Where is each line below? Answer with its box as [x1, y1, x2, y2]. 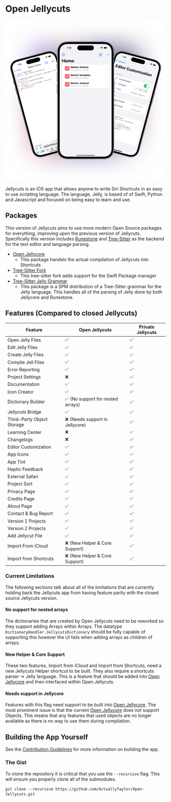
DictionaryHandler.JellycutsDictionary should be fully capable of [5, 629, 146, 635]
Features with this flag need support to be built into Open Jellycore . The [5, 702, 156, 708]
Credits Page [7, 495, 35, 502]
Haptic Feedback [7, 466, 43, 472]
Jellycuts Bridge [7, 409, 42, 415]
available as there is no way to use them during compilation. [5, 718, 131, 724]
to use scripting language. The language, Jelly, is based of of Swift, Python [5, 191, 163, 197]
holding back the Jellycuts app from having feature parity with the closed [5, 589, 159, 596]
